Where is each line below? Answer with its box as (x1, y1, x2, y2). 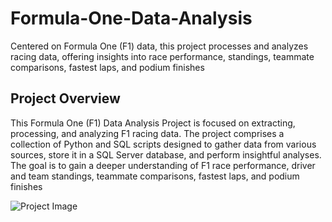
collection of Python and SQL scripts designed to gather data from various (10, 138, 317, 150)
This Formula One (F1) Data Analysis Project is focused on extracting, (10, 117, 296, 129)
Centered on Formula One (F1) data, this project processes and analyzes (10, 40, 309, 52)
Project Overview (10, 90, 121, 107)
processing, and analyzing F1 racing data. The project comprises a (10, 127, 285, 139)
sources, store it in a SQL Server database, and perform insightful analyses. (10, 148, 322, 161)
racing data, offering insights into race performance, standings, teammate (10, 50, 315, 62)
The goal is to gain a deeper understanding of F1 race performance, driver (10, 159, 316, 171)
